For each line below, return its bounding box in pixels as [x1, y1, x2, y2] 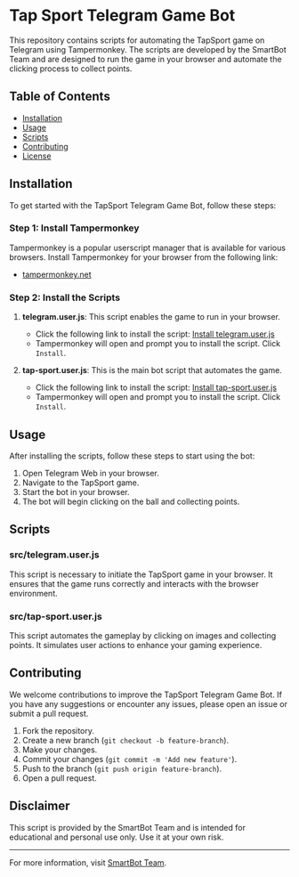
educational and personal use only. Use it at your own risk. [9, 832, 224, 842]
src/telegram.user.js [9, 548, 100, 561]
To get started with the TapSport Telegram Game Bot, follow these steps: [9, 199, 277, 210]
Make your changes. [21, 744, 98, 755]
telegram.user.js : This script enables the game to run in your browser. [21, 312, 280, 322]
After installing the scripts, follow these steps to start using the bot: [9, 451, 255, 461]
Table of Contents [9, 89, 111, 104]
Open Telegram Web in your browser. [21, 467, 160, 478]
